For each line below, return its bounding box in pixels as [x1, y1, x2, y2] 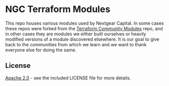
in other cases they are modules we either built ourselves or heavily [5, 31, 146, 37]
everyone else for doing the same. [5, 47, 77, 53]
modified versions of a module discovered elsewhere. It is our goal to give [5, 36, 159, 42]
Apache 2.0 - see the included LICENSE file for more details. [5, 74, 132, 81]
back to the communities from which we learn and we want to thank [5, 41, 147, 47]
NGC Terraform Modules [5, 4, 110, 15]
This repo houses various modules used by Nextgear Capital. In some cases [5, 20, 164, 26]
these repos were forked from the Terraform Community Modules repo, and [5, 25, 163, 31]
